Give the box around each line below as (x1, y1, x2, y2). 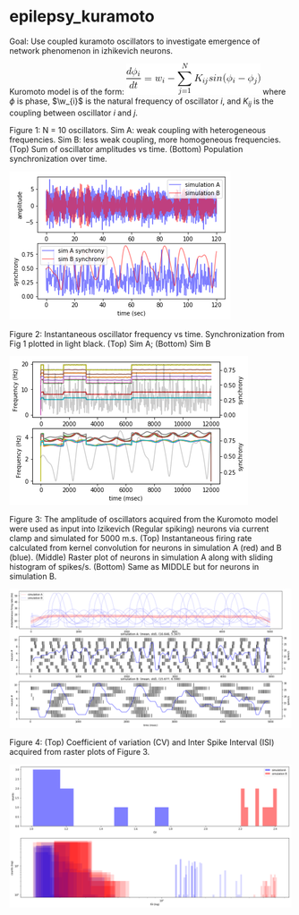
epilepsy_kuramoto (9, 6, 155, 27)
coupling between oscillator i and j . (9, 107, 139, 118)
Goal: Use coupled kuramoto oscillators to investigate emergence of (9, 36, 261, 47)
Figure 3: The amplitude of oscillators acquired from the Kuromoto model (9, 513, 278, 524)
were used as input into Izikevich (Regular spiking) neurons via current (9, 523, 269, 534)
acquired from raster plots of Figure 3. (9, 746, 150, 757)
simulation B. (9, 571, 57, 581)
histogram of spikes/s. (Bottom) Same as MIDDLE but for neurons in (9, 561, 260, 572)
